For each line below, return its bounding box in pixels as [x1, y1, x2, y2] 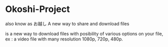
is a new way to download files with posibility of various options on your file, [5, 30, 163, 36]
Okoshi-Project [5, 3, 70, 15]
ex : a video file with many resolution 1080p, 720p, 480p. [5, 36, 123, 42]
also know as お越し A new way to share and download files [5, 20, 130, 26]
